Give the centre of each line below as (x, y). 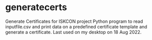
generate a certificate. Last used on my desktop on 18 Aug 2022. (73, 32)
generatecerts (36, 7)
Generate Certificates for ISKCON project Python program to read (74, 21)
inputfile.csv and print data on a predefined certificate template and (76, 26)
